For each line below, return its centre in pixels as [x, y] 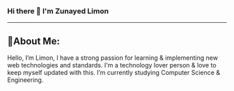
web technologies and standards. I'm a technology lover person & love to [112, 65]
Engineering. [25, 80]
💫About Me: [34, 41]
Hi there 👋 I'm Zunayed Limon [58, 11]
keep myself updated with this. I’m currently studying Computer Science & [114, 73]
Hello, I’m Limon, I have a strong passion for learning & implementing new [112, 58]
